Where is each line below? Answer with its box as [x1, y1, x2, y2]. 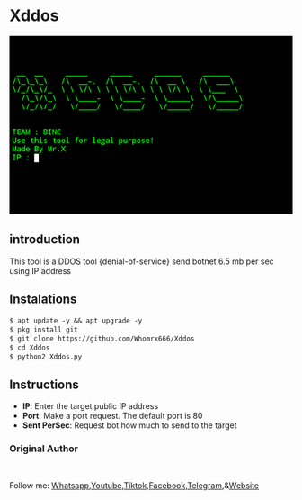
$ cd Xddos [9, 343, 50, 352]
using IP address [9, 265, 72, 276]
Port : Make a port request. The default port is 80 [22, 411, 203, 422]
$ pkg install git [9, 325, 78, 334]
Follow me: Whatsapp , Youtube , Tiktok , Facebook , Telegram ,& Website [9, 480, 260, 491]
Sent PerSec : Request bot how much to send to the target [22, 420, 237, 431]
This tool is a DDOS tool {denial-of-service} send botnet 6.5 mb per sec [9, 256, 274, 267]
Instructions [9, 377, 79, 392]
